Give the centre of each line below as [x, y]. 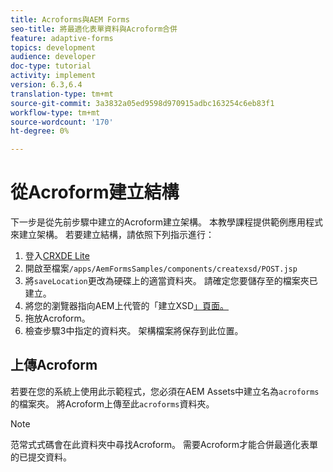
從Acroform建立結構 [95, 192]
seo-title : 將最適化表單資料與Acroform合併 [94, 29]
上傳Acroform [54, 365]
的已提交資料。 [41, 457]
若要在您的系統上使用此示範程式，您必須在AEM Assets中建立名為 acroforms [165, 391]
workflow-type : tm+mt [55, 112]
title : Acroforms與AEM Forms [70, 19]
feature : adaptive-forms [62, 38]
